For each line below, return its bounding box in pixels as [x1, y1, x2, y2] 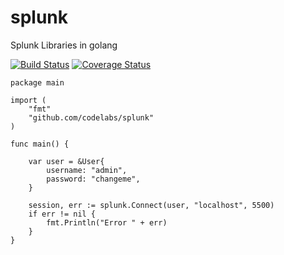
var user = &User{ [28, 156, 105, 166]
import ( [10, 95, 47, 105]
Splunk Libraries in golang [10, 39, 118, 51]
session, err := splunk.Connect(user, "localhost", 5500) [28, 200, 275, 210]
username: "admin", [46, 165, 128, 175]
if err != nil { [28, 209, 97, 219]
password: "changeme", [46, 174, 141, 184]
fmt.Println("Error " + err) [46, 217, 168, 228]
